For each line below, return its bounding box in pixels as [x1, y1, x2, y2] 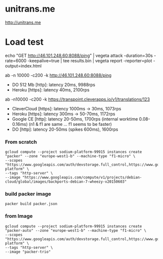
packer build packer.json [5, 202, 57, 207]
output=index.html [5, 63, 42, 69]
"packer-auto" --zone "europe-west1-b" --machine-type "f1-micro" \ [5, 228, 147, 233]
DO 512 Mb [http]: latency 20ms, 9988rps [12, 82, 96, 87]
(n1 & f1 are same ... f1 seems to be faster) [29, 121, 112, 127]
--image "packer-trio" [5, 249, 51, 254]
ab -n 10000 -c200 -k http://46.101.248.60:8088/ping [5, 72, 112, 78]
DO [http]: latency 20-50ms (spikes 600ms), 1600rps [12, 126, 118, 132]
